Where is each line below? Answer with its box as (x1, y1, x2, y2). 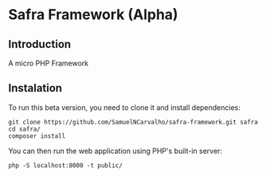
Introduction (8, 37, 72, 51)
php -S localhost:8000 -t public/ (8, 161, 123, 169)
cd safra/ (8, 125, 41, 133)
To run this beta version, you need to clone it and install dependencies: (8, 102, 241, 112)
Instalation (8, 81, 62, 95)
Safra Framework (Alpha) (8, 6, 178, 24)
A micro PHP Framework (8, 58, 89, 68)
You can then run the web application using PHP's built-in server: (8, 146, 223, 155)
